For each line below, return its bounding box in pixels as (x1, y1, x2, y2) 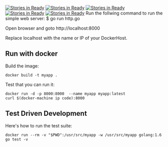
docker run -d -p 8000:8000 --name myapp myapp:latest (5, 91, 125, 96)
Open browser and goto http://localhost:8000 (5, 25, 100, 31)
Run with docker (5, 49, 58, 58)
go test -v (5, 136, 28, 142)
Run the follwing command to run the (86, 10, 163, 16)
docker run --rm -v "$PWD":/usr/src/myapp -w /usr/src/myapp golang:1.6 (5, 132, 162, 137)
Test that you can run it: (5, 81, 55, 88)
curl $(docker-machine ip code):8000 (5, 96, 85, 101)
